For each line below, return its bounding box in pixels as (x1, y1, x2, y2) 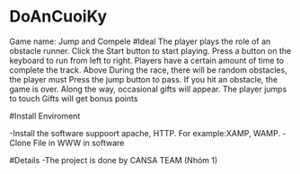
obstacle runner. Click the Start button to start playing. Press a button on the (9, 45, 292, 56)
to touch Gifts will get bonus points (9, 92, 138, 104)
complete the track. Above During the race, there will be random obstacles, (9, 65, 287, 75)
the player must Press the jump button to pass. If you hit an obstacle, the (9, 74, 278, 84)
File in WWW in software (32, 137, 125, 148)
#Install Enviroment (9, 110, 81, 121)
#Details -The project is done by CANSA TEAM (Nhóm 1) (9, 154, 218, 165)
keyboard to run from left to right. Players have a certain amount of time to (9, 55, 285, 65)
